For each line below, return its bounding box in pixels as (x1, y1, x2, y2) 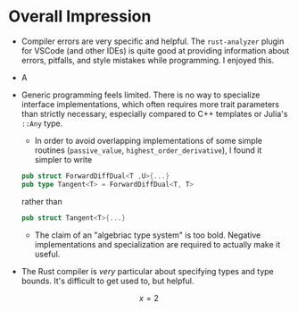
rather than (21, 196, 63, 206)
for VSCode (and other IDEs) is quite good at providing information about (21, 45, 290, 55)
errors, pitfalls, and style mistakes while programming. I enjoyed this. (21, 55, 275, 65)
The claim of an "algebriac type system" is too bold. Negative (34, 230, 261, 240)
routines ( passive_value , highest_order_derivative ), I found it (34, 145, 262, 155)
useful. (34, 248, 61, 259)
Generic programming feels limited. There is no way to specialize (21, 89, 261, 100)
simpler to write (34, 154, 93, 164)
